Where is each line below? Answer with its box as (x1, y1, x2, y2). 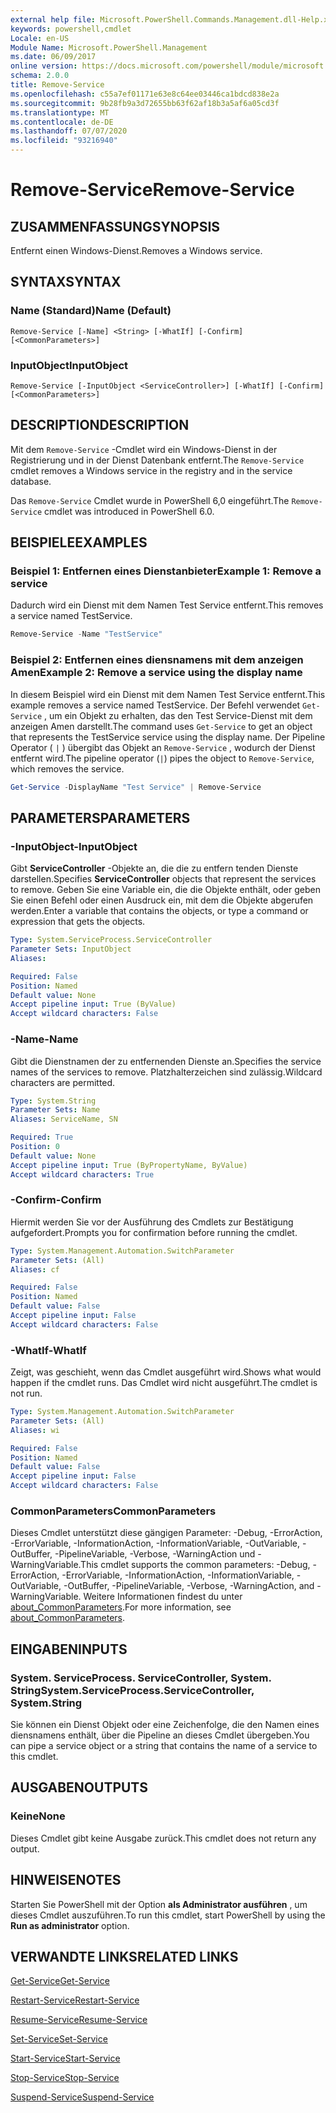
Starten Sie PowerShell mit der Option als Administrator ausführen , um (10, 1898, 308, 1910)
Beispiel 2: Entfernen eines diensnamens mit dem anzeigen (10, 653, 304, 667)
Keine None (10, 1809, 66, 1823)
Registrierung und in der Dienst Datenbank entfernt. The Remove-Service (10, 454, 305, 466)
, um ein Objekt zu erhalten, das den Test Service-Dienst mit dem (44, 709, 313, 721)
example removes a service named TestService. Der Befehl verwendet (10, 699, 301, 711)
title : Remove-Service (10, 80, 105, 90)
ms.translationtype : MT (10, 107, 110, 118)
